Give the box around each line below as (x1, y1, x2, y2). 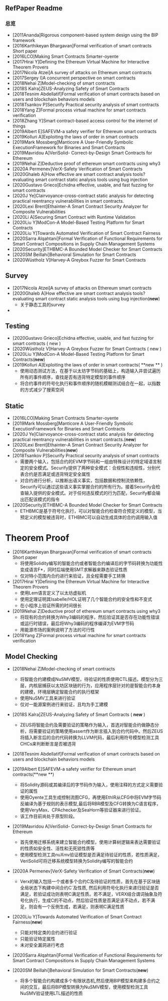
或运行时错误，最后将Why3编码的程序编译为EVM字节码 (20, 620, 134, 627)
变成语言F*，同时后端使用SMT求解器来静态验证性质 (20, 567, 128, 573)
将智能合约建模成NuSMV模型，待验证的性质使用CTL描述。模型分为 (20, 676, 159, 682)
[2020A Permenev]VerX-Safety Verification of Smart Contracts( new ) (12, 868, 155, 874)
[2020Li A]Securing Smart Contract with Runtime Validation (12, 214, 136, 220)
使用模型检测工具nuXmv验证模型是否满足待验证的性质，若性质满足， (20, 851, 162, 857)
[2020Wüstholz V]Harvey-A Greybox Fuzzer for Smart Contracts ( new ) (12, 346, 162, 352)
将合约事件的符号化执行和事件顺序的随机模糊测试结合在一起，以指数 (20, 381, 161, 387)
